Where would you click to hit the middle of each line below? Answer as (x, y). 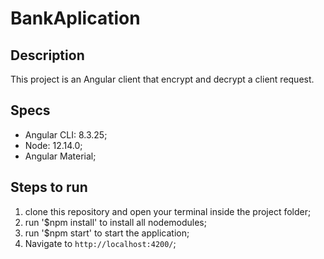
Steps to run (49, 187)
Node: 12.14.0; (53, 145)
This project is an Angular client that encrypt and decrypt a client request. (162, 79)
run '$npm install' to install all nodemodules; (115, 222)
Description (47, 55)
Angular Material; (60, 156)
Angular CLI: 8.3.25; (66, 134)
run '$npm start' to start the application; (107, 233)
